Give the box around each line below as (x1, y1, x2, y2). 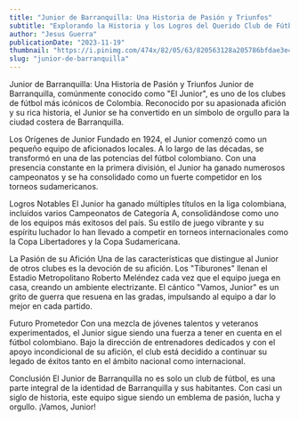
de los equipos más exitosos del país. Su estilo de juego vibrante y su (9, 217, 264, 228)
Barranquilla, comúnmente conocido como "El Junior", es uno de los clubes (9, 88, 287, 99)
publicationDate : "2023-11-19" (9, 37, 125, 47)
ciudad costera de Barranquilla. (9, 117, 125, 127)
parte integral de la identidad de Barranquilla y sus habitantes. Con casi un (9, 383, 283, 393)
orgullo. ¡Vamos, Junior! (9, 401, 96, 412)
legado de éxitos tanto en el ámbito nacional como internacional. (9, 356, 246, 366)
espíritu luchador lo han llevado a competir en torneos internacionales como (9, 227, 289, 237)
